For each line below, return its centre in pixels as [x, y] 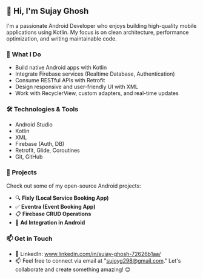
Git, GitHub [29, 157]
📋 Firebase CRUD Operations [53, 214]
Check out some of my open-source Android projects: [74, 186]
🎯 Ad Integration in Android [50, 222]
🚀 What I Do [24, 54]
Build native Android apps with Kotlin [61, 68]
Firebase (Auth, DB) [40, 144]
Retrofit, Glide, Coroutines [47, 150]
